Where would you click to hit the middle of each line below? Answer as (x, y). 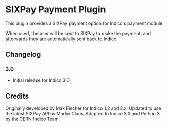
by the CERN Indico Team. (32, 119)
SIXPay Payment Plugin (56, 9)
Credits (17, 96)
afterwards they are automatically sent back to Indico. (61, 39)
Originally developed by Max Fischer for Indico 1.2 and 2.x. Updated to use (83, 108)
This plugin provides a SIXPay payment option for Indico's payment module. (84, 23)
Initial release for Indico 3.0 (41, 80)
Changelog (23, 55)
